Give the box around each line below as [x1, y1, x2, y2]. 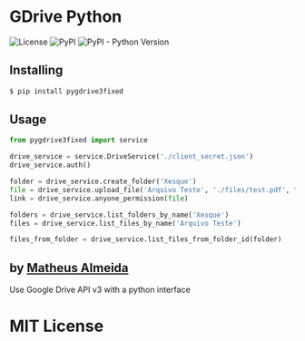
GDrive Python [9, 6, 123, 27]
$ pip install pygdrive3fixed [9, 86, 124, 96]
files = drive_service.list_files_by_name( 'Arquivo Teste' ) [9, 219, 242, 228]
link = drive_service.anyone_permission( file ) [9, 193, 189, 203]
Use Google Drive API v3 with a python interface [9, 284, 191, 296]
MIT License [9, 316, 104, 336]
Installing [9, 63, 64, 78]
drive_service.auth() [9, 161, 92, 170]
